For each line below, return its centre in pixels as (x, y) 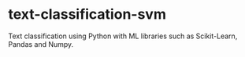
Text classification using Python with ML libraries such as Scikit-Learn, (123, 36)
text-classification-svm (87, 14)
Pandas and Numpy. (41, 44)
